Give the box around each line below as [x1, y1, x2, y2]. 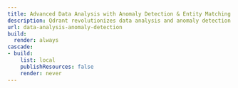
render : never [20, 70, 62, 77]
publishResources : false [20, 63, 94, 70]
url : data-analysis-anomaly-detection [7, 23, 123, 31]
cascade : [7, 43, 33, 50]
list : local [20, 57, 56, 64]
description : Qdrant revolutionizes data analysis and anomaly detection [7, 17, 232, 24]
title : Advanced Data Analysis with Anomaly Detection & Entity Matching [7, 10, 232, 18]
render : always [14, 37, 59, 44]
